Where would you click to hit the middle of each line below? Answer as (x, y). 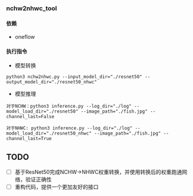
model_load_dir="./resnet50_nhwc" (49, 133)
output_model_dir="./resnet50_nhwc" (52, 82)
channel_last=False (30, 117)
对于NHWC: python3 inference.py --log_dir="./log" (69, 128)
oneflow (25, 37)
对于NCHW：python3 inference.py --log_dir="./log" (69, 106)
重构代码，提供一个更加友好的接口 (57, 187)
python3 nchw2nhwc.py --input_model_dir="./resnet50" (74, 77)
